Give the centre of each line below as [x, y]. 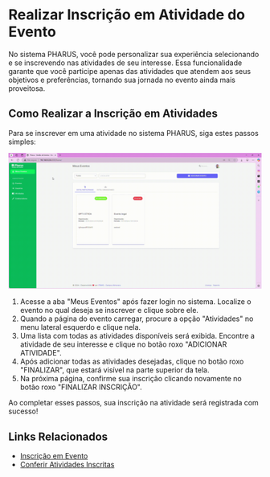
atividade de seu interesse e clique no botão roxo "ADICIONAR [123, 344]
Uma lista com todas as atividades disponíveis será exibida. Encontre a [137, 336]
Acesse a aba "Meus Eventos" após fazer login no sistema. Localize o [135, 302]
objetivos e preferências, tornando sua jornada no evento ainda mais [122, 80]
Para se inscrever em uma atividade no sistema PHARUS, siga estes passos [133, 133]
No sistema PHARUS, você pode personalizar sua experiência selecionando [134, 54]
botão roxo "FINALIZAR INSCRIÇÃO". [81, 387]
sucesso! [23, 411]
